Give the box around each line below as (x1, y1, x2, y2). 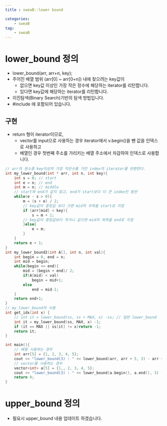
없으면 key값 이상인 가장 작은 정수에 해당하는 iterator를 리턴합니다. (19, 82, 149, 88)
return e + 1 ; (14, 240, 43, 245)
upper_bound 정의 (5, 398, 81, 410)
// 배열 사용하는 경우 (14, 347, 53, 352)
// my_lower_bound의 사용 (5, 306, 56, 311)
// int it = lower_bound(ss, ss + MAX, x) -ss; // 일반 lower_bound (14, 315, 157, 320)
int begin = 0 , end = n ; (14, 254, 66, 260)
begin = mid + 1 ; (31, 278, 64, 283)
